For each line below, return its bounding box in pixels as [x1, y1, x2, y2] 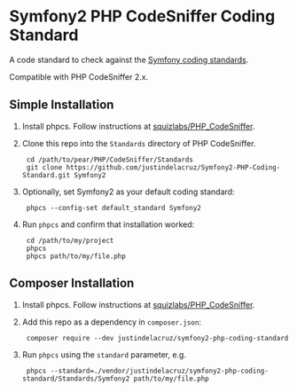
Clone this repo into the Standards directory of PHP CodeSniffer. [21, 137, 256, 148]
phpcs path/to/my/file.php [26, 251, 126, 261]
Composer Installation [9, 276, 135, 291]
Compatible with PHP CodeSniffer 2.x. [9, 71, 149, 82]
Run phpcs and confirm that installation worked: [21, 219, 195, 230]
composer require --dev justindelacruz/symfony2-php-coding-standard [26, 333, 289, 342]
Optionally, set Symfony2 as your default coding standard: [21, 186, 235, 197]
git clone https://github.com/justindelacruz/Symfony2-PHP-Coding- [26, 162, 281, 172]
